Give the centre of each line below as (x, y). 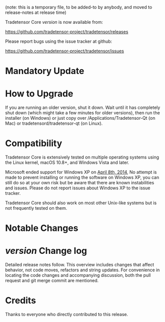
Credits (21, 301)
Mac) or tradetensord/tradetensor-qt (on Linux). (54, 123)
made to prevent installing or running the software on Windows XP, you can (82, 177)
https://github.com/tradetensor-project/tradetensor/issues (65, 51)
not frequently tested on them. (36, 208)
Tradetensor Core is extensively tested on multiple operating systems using (82, 157)
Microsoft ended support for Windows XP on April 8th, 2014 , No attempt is (81, 172)
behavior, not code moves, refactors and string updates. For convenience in (82, 270)
